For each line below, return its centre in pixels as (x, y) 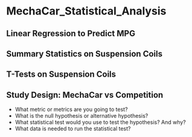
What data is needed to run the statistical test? (73, 129)
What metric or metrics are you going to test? (71, 109)
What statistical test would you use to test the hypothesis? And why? (100, 123)
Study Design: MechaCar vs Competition (85, 95)
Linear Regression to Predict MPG (71, 33)
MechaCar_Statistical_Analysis (86, 11)
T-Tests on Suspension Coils (61, 75)
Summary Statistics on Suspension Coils (85, 53)
